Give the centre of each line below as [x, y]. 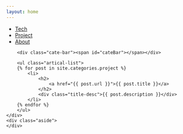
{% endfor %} [33, 105]
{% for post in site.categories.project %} [72, 68]
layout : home [22, 12]
